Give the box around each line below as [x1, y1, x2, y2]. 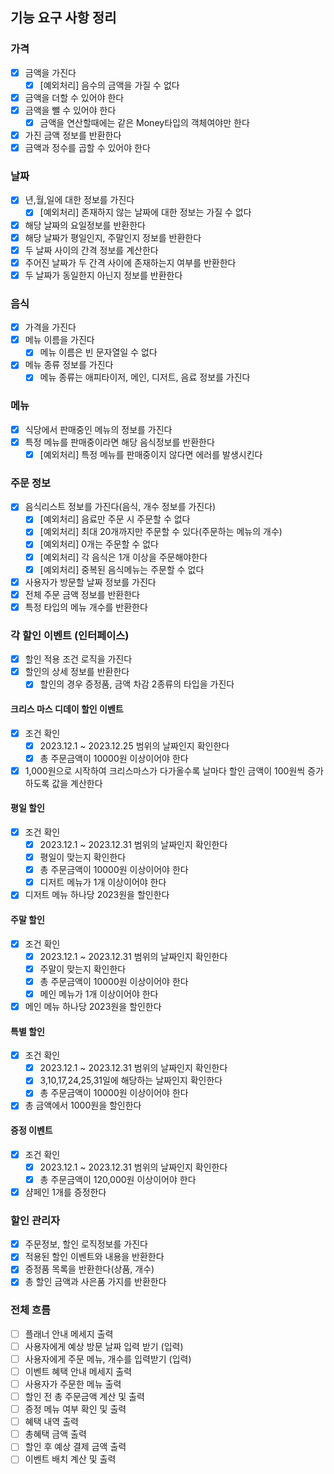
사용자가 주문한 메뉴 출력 [24, 1378, 122, 1390]
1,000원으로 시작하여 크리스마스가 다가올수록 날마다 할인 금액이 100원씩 [24, 764, 306, 777]
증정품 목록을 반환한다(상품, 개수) [24, 1263, 155, 1275]
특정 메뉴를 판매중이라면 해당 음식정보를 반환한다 [24, 436, 215, 448]
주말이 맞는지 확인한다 [39, 963, 127, 975]
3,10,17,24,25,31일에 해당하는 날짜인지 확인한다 [39, 1074, 223, 1087]
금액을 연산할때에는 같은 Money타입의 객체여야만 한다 [39, 116, 250, 128]
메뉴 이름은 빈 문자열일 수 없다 [39, 346, 158, 358]
